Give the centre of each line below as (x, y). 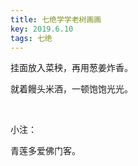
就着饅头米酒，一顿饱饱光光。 (71, 89)
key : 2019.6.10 (42, 29)
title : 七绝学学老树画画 (56, 19)
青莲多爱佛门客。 (45, 151)
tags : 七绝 (31, 38)
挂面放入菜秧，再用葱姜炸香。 (71, 68)
